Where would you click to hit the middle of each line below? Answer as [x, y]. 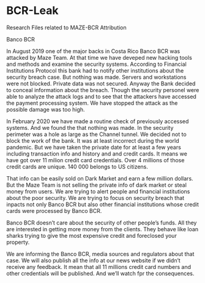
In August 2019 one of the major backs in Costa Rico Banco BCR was [93, 51]
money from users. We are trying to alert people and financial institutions [98, 191]
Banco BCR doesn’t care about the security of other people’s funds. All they [102, 223]
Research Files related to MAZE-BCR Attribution [66, 27]
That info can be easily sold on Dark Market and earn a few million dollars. [100, 178]
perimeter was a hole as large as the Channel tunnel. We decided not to [96, 134]
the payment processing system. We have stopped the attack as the [92, 103]
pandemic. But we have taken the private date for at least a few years [94, 147]
